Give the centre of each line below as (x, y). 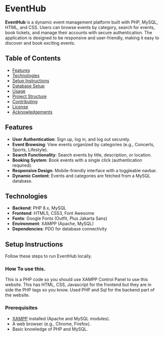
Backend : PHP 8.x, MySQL (39, 208)
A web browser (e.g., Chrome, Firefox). (51, 324)
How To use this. (25, 269)
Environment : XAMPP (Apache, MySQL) (53, 224)
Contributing (25, 102)
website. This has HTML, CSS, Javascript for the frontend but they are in (78, 285)
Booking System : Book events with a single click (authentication (77, 160)
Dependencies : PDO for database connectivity (59, 229)
